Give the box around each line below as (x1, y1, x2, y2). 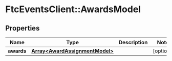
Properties (5, 24, 40, 33)
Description (118, 39, 148, 46)
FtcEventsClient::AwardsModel (5, 4, 141, 15)
